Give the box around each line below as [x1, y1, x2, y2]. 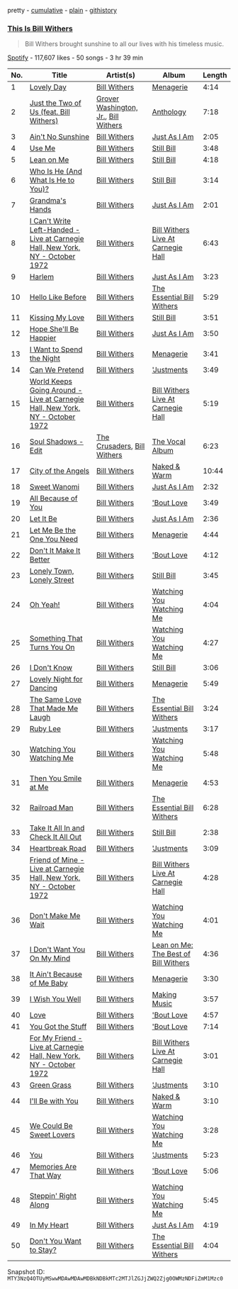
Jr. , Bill [96, 111, 119, 121]
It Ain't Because [29, 969, 83, 979]
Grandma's [29, 196, 67, 206]
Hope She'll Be [29, 324, 79, 334]
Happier [29, 333, 57, 343]
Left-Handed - [29, 225, 80, 235]
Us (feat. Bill [29, 107, 71, 117]
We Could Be [29, 1121, 73, 1131]
